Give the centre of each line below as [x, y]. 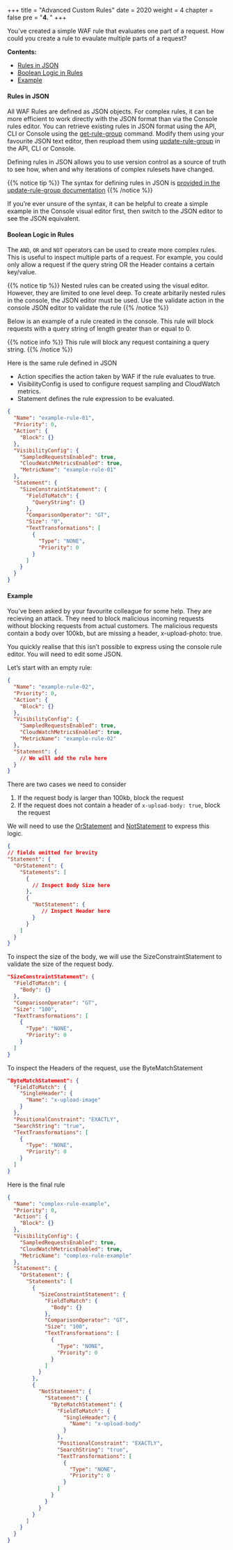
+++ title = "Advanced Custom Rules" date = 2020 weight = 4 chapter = [110, 10]
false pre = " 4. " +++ [37, 17]
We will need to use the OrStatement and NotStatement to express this [109, 826]
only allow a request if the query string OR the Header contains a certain [111, 265]
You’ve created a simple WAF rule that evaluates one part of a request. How [116, 31]
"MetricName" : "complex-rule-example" [76, 1255]
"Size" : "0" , [45, 522]
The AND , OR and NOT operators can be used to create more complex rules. [112, 250]
